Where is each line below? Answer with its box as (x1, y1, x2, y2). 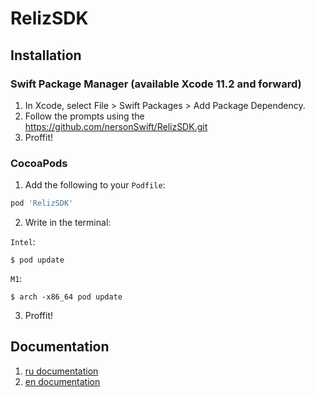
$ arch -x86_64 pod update (10, 292, 123, 302)
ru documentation (24, 365, 99, 377)
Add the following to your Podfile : (24, 179, 166, 191)
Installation (10, 47, 82, 64)
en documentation (24, 375, 101, 387)
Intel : (10, 236, 36, 248)
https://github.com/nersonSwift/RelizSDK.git (24, 120, 208, 132)
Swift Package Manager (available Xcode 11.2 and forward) (10, 77, 302, 91)
